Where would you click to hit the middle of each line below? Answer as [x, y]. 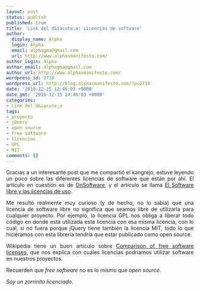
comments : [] [22, 155]
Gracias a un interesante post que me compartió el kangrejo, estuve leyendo [100, 173]
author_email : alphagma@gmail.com [49, 67]
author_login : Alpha [32, 61]
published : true [26, 23]
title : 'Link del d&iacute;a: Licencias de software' [74, 28]
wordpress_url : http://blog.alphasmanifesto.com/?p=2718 [78, 84]
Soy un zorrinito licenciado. [40, 282]
